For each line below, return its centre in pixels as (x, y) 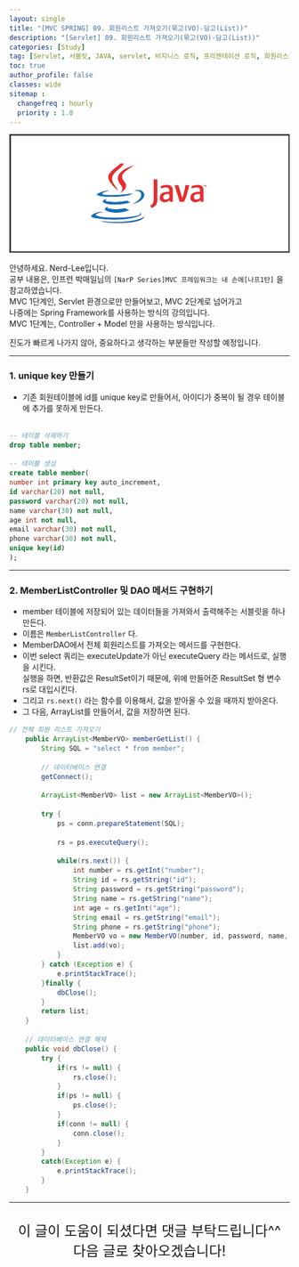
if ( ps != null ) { (89, 1096)
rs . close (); (95, 1077)
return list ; (65, 1011)
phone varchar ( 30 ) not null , (63, 539)
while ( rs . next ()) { (93, 861)
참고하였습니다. (36, 290)
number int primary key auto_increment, (85, 483)
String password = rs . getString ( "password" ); (158, 889)
